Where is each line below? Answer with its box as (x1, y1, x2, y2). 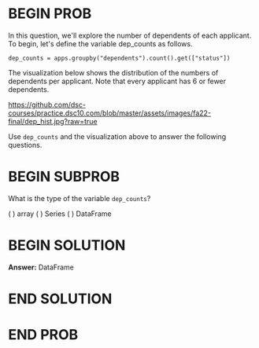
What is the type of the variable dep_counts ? (8, 193, 151, 203)
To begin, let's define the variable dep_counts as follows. (8, 38, 193, 48)
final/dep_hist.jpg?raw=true (8, 116, 98, 126)
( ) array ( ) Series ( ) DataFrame (8, 209, 112, 218)
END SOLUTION (8, 290, 113, 307)
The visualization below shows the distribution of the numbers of (8, 68, 219, 77)
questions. (8, 140, 43, 149)
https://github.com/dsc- (8, 100, 87, 109)
